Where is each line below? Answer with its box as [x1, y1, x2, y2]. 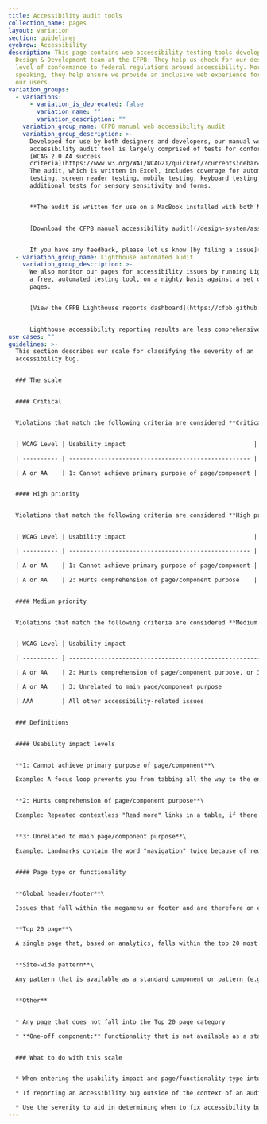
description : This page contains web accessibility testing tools [8, 49, 233, 56]
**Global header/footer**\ [15, 889, 105, 897]
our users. [15, 78, 52, 86]
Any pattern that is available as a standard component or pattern [15, 975, 244, 983]
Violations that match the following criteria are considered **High [15, 511, 250, 519]
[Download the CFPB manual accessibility [29, 224, 169, 232]
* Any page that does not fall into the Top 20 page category [15, 1017, 226, 1026]
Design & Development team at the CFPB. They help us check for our [15, 56, 247, 64]
